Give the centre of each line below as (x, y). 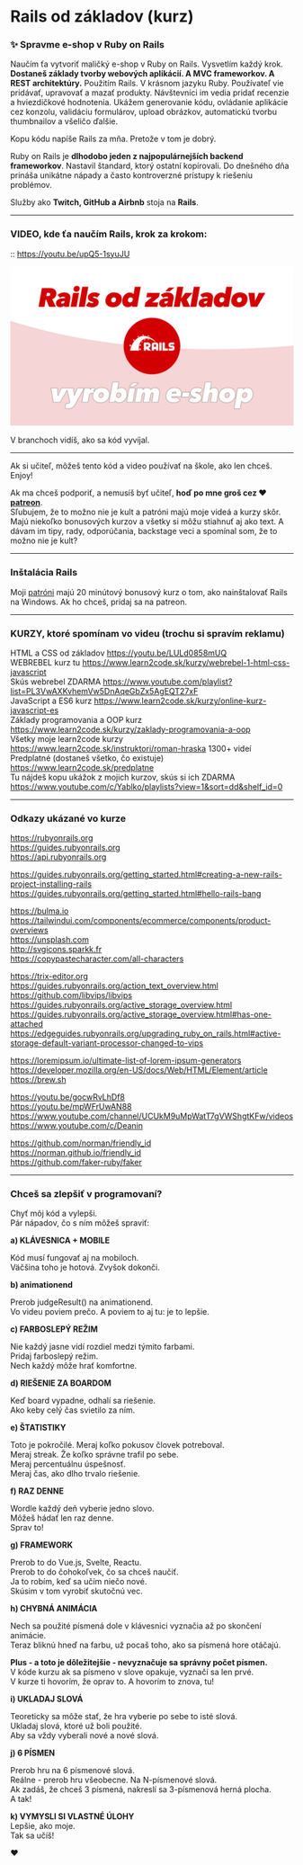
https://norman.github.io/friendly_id (76, 1153)
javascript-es (35, 710)
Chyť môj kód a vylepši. (54, 1214)
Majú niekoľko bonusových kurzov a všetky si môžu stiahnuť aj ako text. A (147, 522)
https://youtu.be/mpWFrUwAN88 (71, 1107)
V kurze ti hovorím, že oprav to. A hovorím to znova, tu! (112, 1682)
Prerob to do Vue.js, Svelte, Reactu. (76, 1563)
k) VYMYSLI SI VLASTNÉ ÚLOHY (72, 1816)
